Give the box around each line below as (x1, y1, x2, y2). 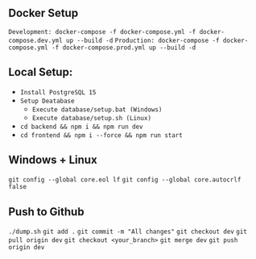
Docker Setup (8, 6, 79, 20)
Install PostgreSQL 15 (19, 88, 97, 96)
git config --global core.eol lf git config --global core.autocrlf (8, 176, 242, 184)
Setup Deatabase (19, 97, 75, 105)
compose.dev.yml (8, 36, 63, 44)
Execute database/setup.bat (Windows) (31, 105, 163, 114)
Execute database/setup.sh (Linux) (31, 114, 151, 122)
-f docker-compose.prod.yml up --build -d (51, 44, 196, 52)
